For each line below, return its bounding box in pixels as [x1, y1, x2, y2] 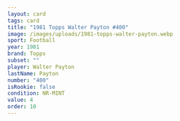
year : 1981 [7, 43, 40, 51]
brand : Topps [7, 51, 46, 58]
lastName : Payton [7, 70, 59, 77]
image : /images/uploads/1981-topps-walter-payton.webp [7, 30, 174, 38]
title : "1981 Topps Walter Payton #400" [7, 23, 129, 31]
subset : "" [7, 57, 40, 64]
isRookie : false [7, 83, 55, 90]
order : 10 [7, 103, 37, 110]
